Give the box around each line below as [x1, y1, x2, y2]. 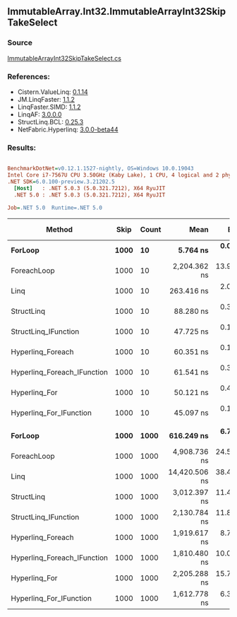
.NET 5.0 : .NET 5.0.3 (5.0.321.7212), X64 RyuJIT [13, 191, 166, 199]
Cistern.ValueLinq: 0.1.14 [17, 88, 88, 96]
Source [7, 38, 33, 48]
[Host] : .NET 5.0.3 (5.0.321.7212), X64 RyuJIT [13, 184, 166, 192]
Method [45, 224, 73, 234]
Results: [7, 143, 37, 153]
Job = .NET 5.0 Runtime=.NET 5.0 [7, 204, 102, 211]
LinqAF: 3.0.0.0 [17, 110, 62, 119]
